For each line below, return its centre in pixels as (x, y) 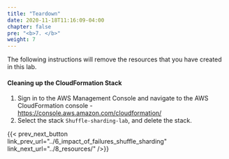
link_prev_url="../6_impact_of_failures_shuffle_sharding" (87, 142)
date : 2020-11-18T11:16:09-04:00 (56, 20)
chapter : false (29, 26)
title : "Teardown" (34, 14)
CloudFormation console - (55, 106)
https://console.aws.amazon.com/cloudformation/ (89, 113)
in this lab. (22, 67)
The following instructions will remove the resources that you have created (114, 59)
